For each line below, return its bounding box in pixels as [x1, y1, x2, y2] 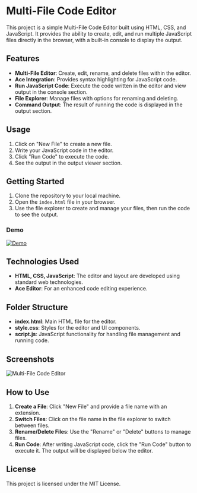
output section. [14, 107, 52, 114]
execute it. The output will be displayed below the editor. [14, 447, 153, 454]
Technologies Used [6, 257, 79, 267]
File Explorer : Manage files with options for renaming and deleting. [14, 94, 179, 102]
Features [6, 53, 40, 64]
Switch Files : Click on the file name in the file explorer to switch [14, 415, 171, 422]
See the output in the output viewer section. [14, 159, 122, 166]
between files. [14, 422, 50, 429]
